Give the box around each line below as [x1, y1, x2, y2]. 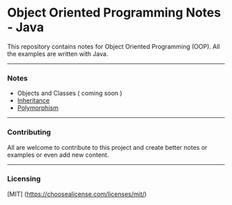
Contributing [7, 128, 51, 137]
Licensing [7, 174, 41, 184]
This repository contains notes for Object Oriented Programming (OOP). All [7, 42, 220, 50]
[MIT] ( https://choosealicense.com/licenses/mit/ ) [7, 190, 147, 198]
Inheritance [17, 97, 50, 105]
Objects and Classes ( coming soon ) [17, 89, 123, 97]
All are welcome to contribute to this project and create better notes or [7, 143, 208, 151]
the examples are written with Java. [7, 50, 108, 58]
